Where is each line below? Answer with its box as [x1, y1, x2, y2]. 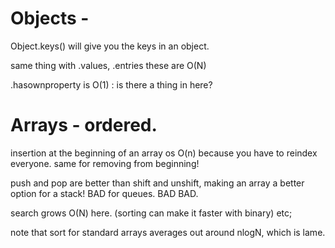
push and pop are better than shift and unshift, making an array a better [10, 177, 305, 189]
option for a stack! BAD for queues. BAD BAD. [10, 187, 199, 199]
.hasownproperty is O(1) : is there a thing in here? [10, 78, 213, 91]
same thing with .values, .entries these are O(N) [10, 59, 207, 71]
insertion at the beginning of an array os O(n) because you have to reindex [10, 147, 318, 159]
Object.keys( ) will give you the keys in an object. [10, 40, 210, 52]
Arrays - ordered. [10, 114, 158, 137]
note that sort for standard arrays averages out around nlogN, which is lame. [10, 226, 326, 238]
